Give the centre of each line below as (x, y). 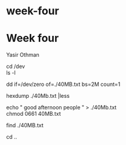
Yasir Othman (23, 55)
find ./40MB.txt (25, 125)
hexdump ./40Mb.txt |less (38, 96)
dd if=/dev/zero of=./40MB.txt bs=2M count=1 (63, 84)
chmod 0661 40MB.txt (34, 114)
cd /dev (16, 66)
